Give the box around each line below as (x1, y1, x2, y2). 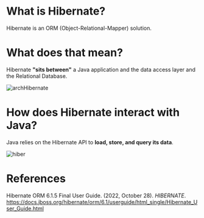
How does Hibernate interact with (6, 105, 180, 119)
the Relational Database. (6, 72, 68, 80)
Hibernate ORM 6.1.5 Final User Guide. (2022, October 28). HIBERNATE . (6, 192, 186, 199)
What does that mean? (6, 46, 124, 60)
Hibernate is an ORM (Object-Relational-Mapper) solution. (6, 24, 152, 32)
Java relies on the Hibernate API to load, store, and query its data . (6, 138, 174, 146)
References (6, 172, 66, 185)
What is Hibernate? (6, 4, 105, 18)
